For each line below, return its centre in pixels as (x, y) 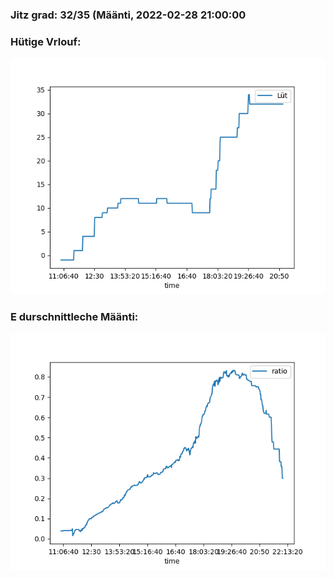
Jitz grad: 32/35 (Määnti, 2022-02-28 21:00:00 (128, 15)
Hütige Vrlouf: (46, 41)
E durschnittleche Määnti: (74, 317)
